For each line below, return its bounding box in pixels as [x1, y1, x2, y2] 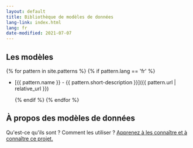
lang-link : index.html [6, 19, 61, 25]
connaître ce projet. [6, 135, 54, 142]
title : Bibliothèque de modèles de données [6, 14, 114, 20]
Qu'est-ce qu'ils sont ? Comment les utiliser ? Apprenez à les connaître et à [6, 129, 188, 136]
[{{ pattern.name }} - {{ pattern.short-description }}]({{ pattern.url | [14, 78, 177, 85]
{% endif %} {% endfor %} [14, 96, 80, 103]
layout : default [6, 8, 46, 15]
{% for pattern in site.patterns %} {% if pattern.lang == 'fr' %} [6, 67, 156, 74]
